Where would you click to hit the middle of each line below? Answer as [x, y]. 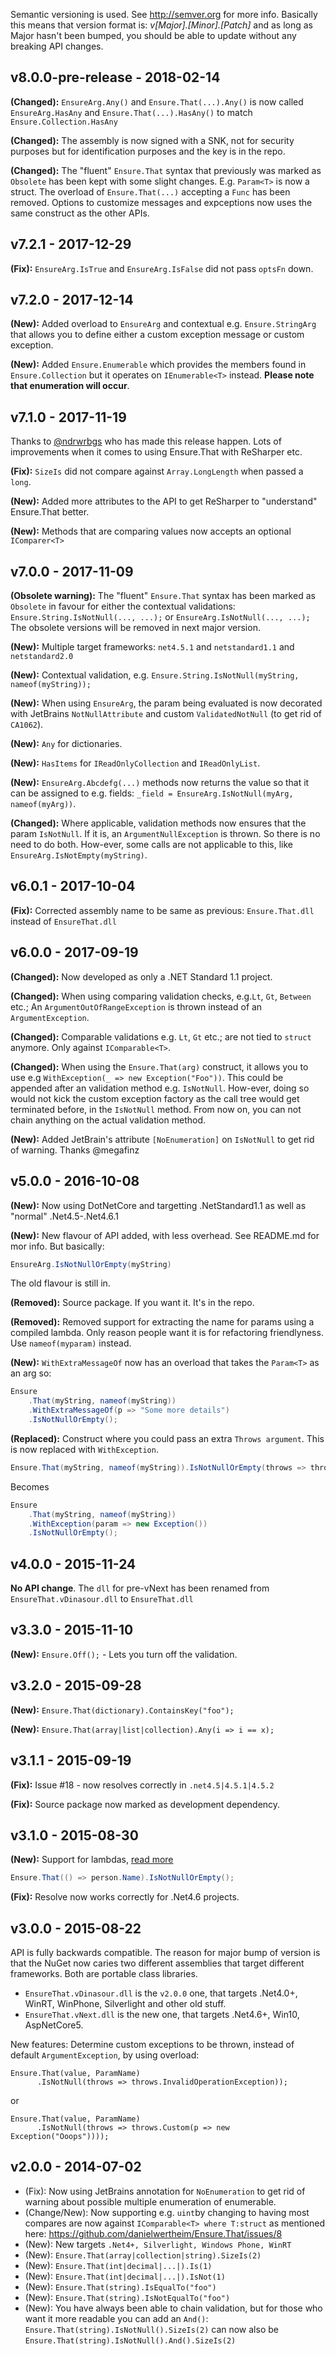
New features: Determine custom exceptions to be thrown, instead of [152, 2044]
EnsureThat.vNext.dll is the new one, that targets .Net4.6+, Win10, [162, 2014]
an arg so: [31, 1373]
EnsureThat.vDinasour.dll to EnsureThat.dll [102, 1599]
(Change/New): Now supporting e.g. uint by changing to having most [167, 2212]
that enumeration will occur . [70, 386]
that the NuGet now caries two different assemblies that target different [157, 1963]
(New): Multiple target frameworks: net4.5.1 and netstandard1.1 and [152, 647]
